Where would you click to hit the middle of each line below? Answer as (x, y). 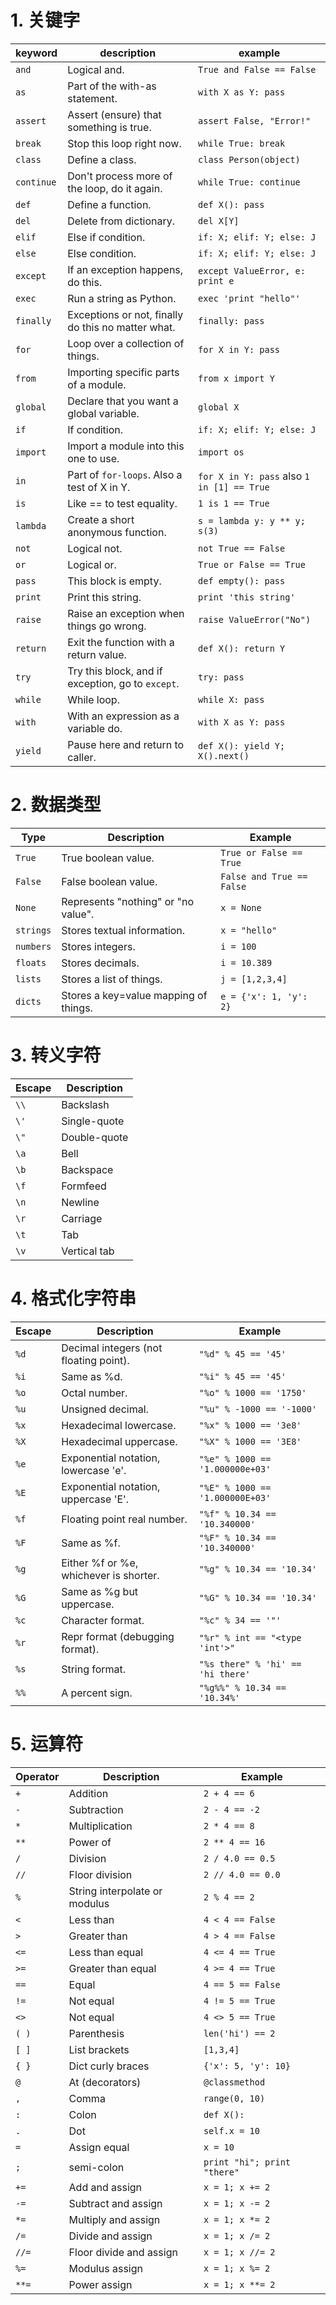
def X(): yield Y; (242, 745)
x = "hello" (249, 930)
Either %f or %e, (100, 1563)
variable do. (95, 728)
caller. (82, 757)
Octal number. (94, 1393)
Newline (80, 1202)
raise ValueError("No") (255, 619)
